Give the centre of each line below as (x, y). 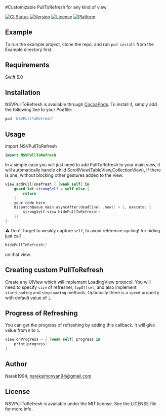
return (30, 193)
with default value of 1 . (28, 298)
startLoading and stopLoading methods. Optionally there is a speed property (82, 292)
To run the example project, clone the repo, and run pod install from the (80, 44)
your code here (30, 203)
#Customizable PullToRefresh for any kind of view (56, 7)
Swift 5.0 (14, 77)
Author (16, 364)
